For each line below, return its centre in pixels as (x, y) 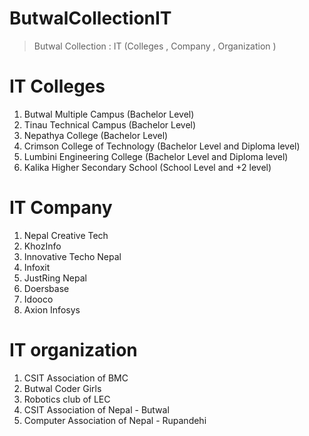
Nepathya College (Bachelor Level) (96, 135)
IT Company (61, 208)
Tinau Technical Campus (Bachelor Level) (110, 124)
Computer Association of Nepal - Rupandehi (115, 420)
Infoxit (37, 267)
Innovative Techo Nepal (72, 256)
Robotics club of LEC (67, 399)
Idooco (38, 299)
